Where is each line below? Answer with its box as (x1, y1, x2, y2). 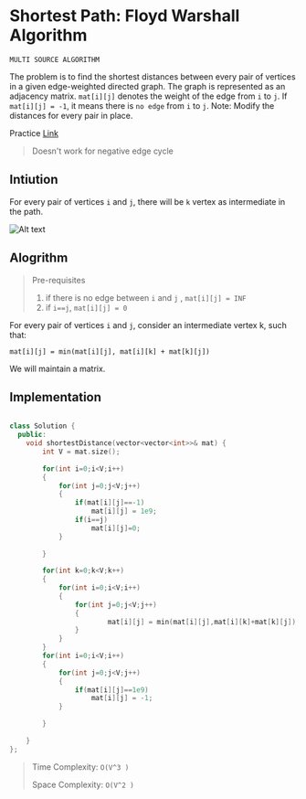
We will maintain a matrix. (9, 363, 106, 374)
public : (17, 431, 47, 440)
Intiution (9, 172, 58, 187)
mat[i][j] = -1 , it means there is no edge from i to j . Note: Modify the (9, 100, 275, 111)
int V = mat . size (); (42, 447, 121, 456)
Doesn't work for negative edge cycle (31, 145, 174, 156)
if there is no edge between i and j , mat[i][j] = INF (45, 292, 247, 303)
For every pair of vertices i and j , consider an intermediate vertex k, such (9, 319, 288, 330)
